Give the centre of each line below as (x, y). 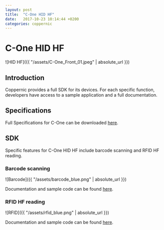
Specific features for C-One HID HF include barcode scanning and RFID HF (82, 150)
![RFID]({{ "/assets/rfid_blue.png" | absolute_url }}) (57, 213)
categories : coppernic (29, 24)
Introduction (25, 78)
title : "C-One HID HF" (30, 14)
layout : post (19, 10)
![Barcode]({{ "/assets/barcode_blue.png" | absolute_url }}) (66, 179)
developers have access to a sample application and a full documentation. (81, 95)
